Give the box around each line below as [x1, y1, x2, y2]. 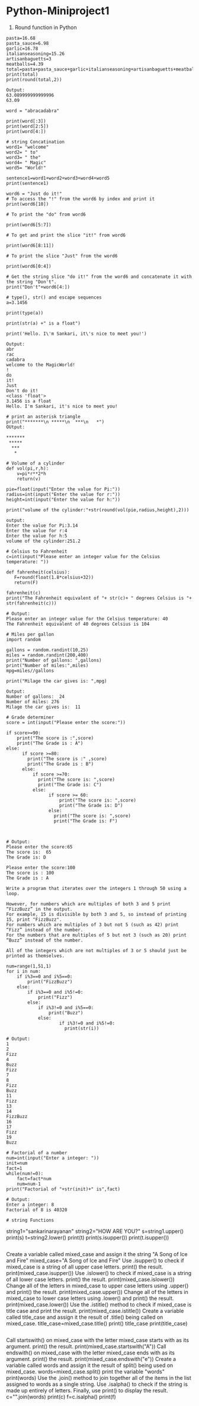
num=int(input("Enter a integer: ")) [6, 1155, 99, 1161]
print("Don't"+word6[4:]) [6, 284, 70, 290]
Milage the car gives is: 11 [6, 704, 81, 710]
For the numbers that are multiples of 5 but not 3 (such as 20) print [6, 932, 187, 938]
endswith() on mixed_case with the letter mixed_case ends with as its [6, 1349, 175, 1356]
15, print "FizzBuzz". [6, 917, 62, 923]
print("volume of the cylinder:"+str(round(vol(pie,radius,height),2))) [6, 507, 190, 513]
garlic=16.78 [6, 46, 38, 52]
